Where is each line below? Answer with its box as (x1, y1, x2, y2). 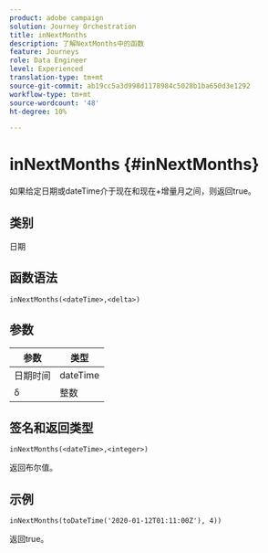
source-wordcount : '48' (9, 98, 100, 108)
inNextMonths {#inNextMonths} (9, 154, 260, 175)
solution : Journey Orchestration (9, 22, 137, 31)
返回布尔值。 (9, 463, 57, 473)
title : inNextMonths (9, 30, 88, 39)
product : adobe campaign (9, 13, 104, 23)
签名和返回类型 (9, 420, 94, 436)
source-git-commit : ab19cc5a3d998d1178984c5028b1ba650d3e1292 (9, 81, 251, 90)
